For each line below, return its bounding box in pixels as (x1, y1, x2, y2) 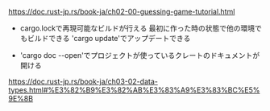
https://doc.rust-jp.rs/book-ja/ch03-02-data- (8, 76, 159, 86)
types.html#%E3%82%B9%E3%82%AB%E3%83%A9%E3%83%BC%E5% (8, 85, 260, 95)
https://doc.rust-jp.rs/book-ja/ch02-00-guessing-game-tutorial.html (8, 7, 235, 16)
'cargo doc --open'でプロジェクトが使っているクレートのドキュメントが (19, 51, 260, 60)
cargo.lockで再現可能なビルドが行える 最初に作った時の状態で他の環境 (19, 23, 255, 33)
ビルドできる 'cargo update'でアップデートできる (27, 34, 191, 43)
